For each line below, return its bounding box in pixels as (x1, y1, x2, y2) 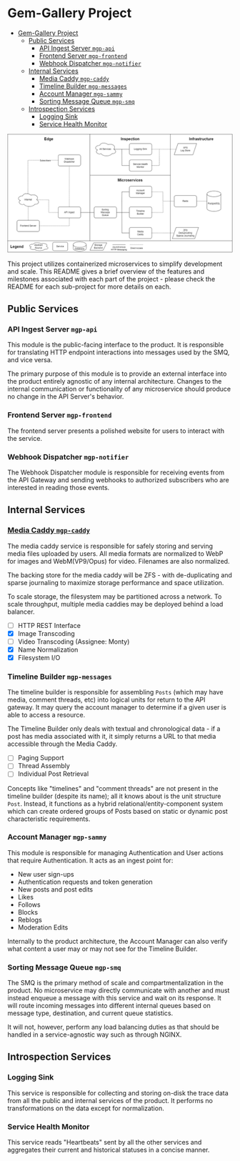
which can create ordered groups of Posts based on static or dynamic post (7, 807, 229, 815)
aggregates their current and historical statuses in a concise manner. (7, 1145, 210, 1155)
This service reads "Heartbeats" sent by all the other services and (7, 1138, 202, 1147)
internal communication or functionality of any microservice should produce (7, 384, 231, 394)
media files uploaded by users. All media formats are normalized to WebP (7, 549, 224, 558)
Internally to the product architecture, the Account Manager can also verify (7, 937, 228, 945)
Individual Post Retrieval (17, 769, 89, 778)
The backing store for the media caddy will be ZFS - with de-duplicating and (7, 570, 232, 579)
